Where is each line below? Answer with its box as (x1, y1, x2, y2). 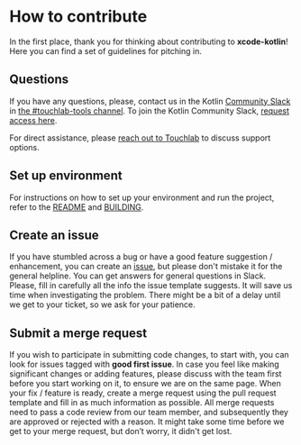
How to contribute (9, 6, 148, 27)
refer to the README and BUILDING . (9, 201, 144, 213)
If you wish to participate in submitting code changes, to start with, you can (9, 350, 290, 360)
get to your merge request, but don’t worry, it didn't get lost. (9, 426, 233, 437)
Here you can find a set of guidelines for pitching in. (9, 45, 203, 56)
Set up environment (9, 168, 123, 184)
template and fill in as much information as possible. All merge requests (9, 397, 275, 408)
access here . (9, 114, 58, 125)
